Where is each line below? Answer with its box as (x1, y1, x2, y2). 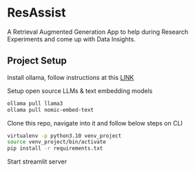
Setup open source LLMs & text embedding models (7, 86, 153, 94)
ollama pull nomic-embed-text (7, 106, 94, 113)
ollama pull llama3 (7, 100, 63, 107)
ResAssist (7, 5, 66, 21)
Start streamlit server (7, 157, 68, 166)
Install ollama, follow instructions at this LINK (7, 73, 134, 81)
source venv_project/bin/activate (7, 139, 107, 145)
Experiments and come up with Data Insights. (7, 34, 136, 43)
